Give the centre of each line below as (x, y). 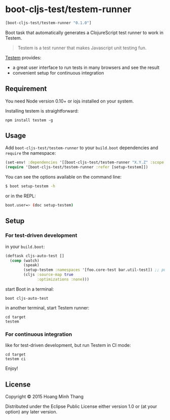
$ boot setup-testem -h (30, 186)
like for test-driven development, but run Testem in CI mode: (68, 345)
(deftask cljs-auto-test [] (35, 256)
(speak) (31, 265)
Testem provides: (23, 57)
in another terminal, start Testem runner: (47, 307)
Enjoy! (12, 368)
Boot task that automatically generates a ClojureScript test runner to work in (84, 32)
